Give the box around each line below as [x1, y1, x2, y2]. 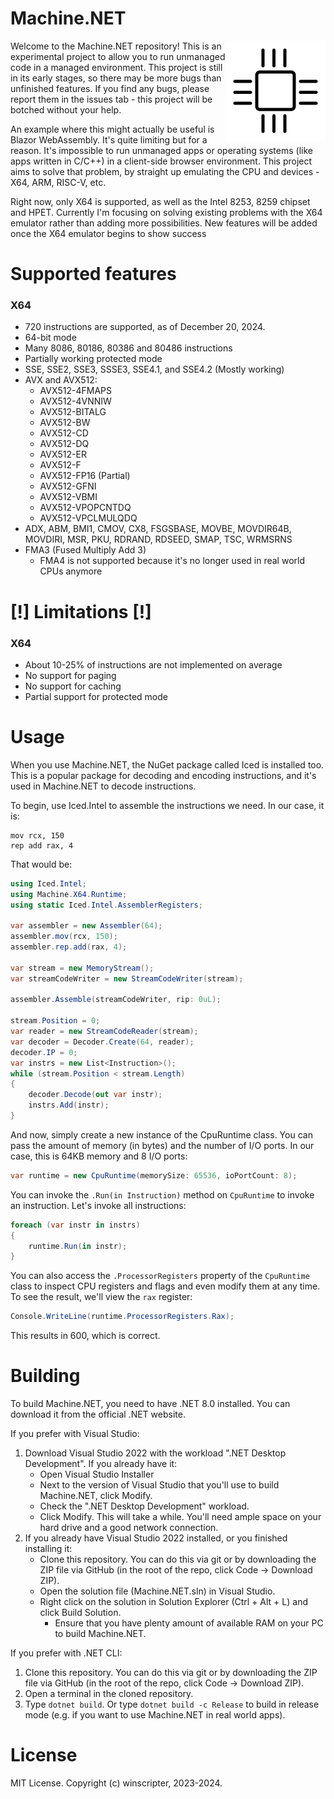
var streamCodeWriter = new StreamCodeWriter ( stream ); [10, 973, 244, 984]
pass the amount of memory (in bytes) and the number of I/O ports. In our [10, 1139, 315, 1151]
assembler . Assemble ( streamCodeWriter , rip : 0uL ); [10, 995, 222, 1005]
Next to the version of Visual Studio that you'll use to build [39, 1479, 280, 1491]
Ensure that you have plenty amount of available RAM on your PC [54, 1617, 324, 1629]
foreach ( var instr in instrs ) [10, 1220, 141, 1230]
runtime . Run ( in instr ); [28, 1241, 128, 1251]
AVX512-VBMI [39, 491, 98, 503]
